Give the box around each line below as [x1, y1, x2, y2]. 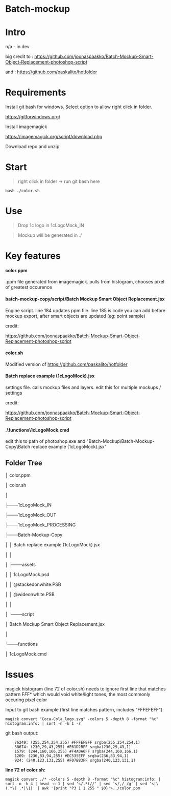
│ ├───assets [5, 561, 36, 567]
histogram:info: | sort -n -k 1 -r [5, 721, 81, 726]
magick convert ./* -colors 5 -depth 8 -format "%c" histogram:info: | [5, 777, 161, 782]
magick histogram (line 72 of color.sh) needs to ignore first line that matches [5, 685, 166, 692]
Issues [5, 669, 34, 681]
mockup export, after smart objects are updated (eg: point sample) [5, 313, 145, 319]
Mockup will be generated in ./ [17, 232, 82, 238]
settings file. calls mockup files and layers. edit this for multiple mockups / [5, 384, 161, 390]
